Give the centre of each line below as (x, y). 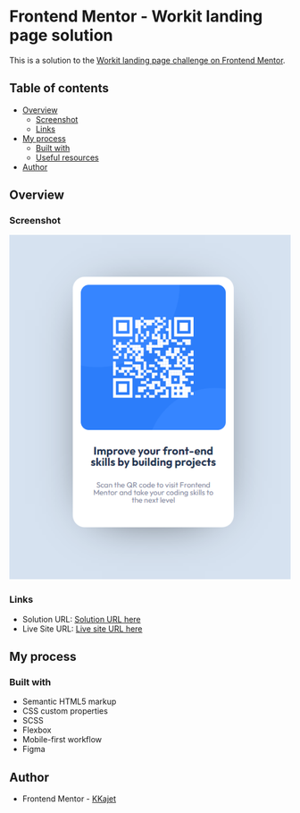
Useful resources (67, 157)
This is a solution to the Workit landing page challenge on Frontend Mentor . (147, 60)
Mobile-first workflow (62, 740)
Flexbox (37, 730)
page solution (61, 35)
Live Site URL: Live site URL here (82, 629)
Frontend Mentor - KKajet (69, 799)
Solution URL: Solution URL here (81, 619)
